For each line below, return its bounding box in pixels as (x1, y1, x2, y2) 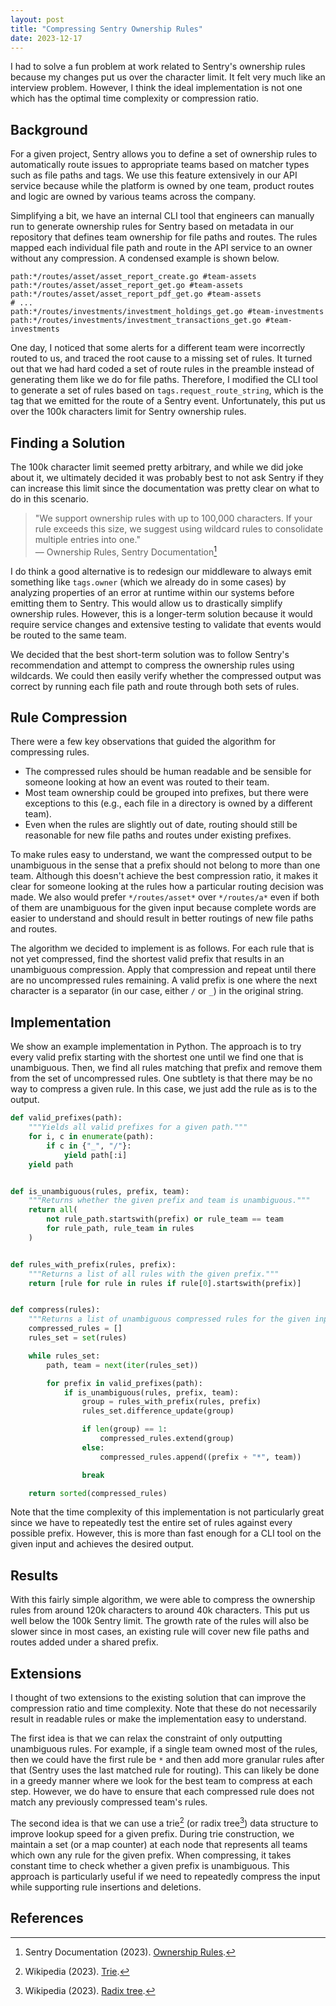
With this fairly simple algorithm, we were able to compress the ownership (10, 1594, 316, 1606)
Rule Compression (10, 709, 128, 726)
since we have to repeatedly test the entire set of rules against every (10, 1517, 293, 1529)
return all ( (28, 1205, 78, 1215)
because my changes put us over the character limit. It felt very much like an (10, 71, 326, 83)
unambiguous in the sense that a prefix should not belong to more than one (10, 859, 321, 871)
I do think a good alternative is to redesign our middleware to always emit (10, 565, 312, 577)
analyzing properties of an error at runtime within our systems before (10, 586, 295, 598)
